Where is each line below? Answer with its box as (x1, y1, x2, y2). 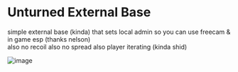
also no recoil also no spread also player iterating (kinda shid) (7, 42, 188, 51)
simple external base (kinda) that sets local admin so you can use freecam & (7, 28, 231, 36)
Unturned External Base (7, 4, 151, 20)
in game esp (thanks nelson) (7, 35, 91, 43)
